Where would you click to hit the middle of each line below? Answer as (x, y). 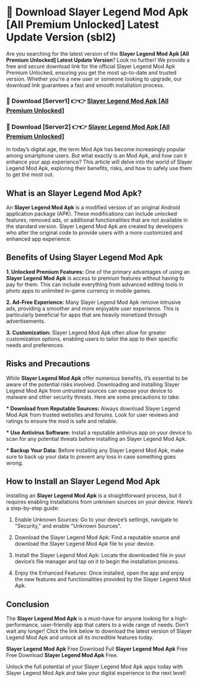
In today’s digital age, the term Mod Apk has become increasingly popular (96, 149)
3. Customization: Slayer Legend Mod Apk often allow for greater (86, 332)
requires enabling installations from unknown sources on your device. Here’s (99, 502)
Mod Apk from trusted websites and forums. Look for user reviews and (92, 415)
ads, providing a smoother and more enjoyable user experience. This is (92, 308)
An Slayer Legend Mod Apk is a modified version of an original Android (93, 207)
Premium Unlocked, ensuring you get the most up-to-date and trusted (91, 72)
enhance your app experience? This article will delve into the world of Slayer (99, 162)
